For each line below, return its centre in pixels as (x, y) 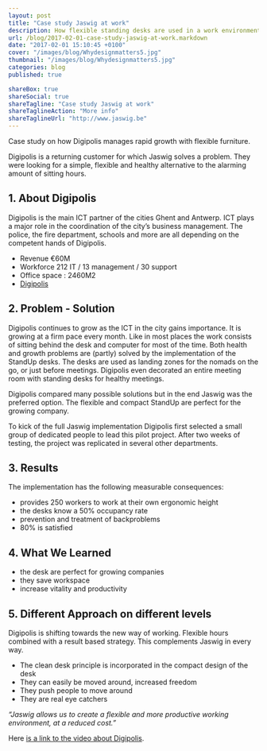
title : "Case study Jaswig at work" (69, 23)
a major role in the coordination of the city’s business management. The (126, 226)
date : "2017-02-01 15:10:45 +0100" (67, 45)
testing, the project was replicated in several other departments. (113, 443)
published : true (35, 75)
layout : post (30, 15)
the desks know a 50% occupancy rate (84, 511)
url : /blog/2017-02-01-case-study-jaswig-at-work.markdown (108, 38)
